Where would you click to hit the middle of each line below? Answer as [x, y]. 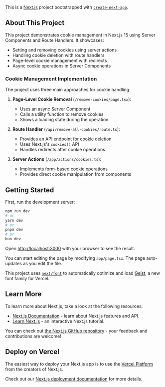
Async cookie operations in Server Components [62, 66]
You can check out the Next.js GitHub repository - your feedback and [77, 331]
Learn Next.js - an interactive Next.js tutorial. [58, 321]
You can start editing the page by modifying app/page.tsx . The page [75, 258]
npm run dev [17, 211]
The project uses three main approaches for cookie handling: [68, 90]
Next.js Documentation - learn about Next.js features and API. [76, 316]
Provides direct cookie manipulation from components [76, 174]
